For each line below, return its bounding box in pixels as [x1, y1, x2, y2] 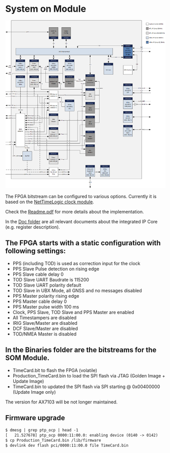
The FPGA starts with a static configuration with [5, 239, 161, 248]
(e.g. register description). [5, 224, 60, 230]
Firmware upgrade [5, 414, 65, 422]
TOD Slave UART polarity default [12, 282, 81, 288]
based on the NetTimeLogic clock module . [5, 199, 94, 205]
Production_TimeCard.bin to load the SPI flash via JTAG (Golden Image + [12, 372, 165, 378]
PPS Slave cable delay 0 [12, 271, 64, 277]
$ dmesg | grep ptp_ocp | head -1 [5, 427, 79, 433]
